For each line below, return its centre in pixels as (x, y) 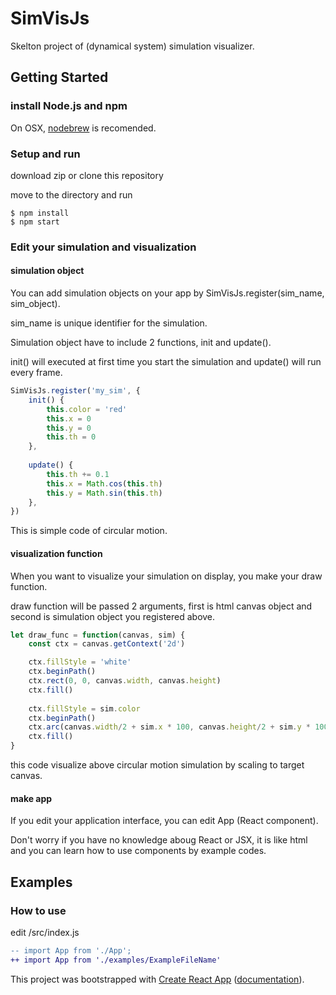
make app (31, 798)
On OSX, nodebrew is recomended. (83, 128)
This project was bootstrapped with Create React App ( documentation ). (157, 979)
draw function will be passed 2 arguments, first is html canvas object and (161, 606)
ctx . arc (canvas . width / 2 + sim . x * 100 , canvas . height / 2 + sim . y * (169, 727)
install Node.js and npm (69, 106)
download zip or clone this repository (87, 175)
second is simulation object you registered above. (113, 616)
